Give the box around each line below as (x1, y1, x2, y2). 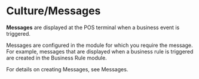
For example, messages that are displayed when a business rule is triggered (6, 48, 194, 55)
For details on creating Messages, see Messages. (6, 65, 128, 72)
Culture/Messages (6, 4, 101, 18)
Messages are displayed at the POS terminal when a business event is (6, 24, 180, 31)
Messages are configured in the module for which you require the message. (6, 42, 193, 49)
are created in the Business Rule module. (6, 54, 108, 61)
